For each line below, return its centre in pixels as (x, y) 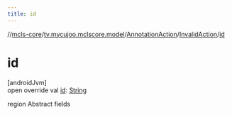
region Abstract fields (39, 104)
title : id (22, 14)
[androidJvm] (27, 82)
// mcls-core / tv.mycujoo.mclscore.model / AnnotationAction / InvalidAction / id (116, 34)
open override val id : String (47, 90)
